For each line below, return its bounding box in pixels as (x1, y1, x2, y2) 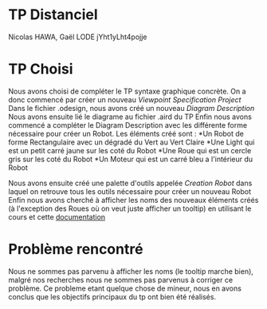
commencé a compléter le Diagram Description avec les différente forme (8, 120, 248, 129)
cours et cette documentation (8, 212, 106, 221)
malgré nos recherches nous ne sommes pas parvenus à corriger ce (8, 275, 234, 284)
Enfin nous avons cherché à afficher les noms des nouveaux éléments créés (8, 195, 259, 204)
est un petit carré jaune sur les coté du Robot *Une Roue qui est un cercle (8, 145, 252, 155)
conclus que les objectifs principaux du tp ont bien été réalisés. (8, 291, 217, 301)
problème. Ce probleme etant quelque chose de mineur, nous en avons (8, 283, 241, 293)
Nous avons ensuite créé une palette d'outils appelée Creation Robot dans (8, 178, 253, 188)
